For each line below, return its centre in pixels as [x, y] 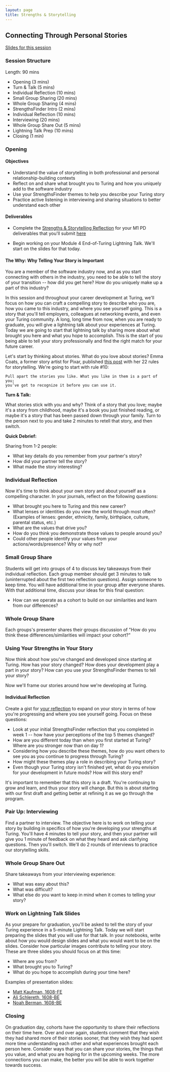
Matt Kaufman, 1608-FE [37, 992]
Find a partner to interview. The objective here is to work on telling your [80, 822]
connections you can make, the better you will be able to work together [80, 1059]
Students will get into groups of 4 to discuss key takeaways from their [78, 568]
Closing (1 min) [28, 136]
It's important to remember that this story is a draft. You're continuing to [80, 782]
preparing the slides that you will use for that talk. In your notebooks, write [83, 936]
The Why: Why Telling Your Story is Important [55, 260]
